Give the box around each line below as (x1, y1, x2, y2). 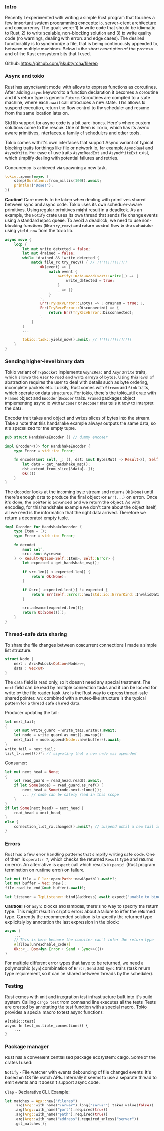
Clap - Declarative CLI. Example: (5, 1089, 70, 1095)
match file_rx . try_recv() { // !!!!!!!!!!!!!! (31, 260, 128, 265)
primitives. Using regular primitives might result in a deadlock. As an (5, 207, 142, 213)
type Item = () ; (14, 529, 47, 534)
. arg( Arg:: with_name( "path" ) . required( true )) (14, 1112, 108, 1117)
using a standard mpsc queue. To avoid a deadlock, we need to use (5, 217, 141, 224)
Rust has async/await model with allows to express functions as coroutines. (5, 84, 157, 90)
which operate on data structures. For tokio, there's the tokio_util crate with (5, 390, 156, 396)
